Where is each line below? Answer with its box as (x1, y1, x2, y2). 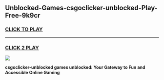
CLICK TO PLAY (5, 26, 43, 33)
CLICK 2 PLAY (5, 44, 39, 51)
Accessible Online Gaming (5, 69, 60, 75)
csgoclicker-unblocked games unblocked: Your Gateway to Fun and (5, 64, 145, 70)
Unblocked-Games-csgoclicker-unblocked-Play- (5, 4, 158, 12)
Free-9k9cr (5, 12, 41, 20)
